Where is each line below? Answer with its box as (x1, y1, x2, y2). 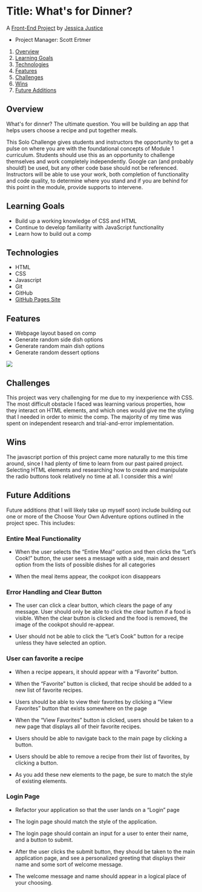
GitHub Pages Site (15, 296, 61, 303)
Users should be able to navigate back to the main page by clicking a (15, 734, 187, 742)
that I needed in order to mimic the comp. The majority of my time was (6, 414, 182, 420)
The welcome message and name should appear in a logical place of (15, 872, 187, 880)
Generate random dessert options (15, 349, 100, 356)
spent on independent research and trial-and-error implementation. (6, 420, 174, 427)
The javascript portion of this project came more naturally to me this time (6, 453, 188, 460)
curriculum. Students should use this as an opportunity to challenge (6, 151, 175, 158)
